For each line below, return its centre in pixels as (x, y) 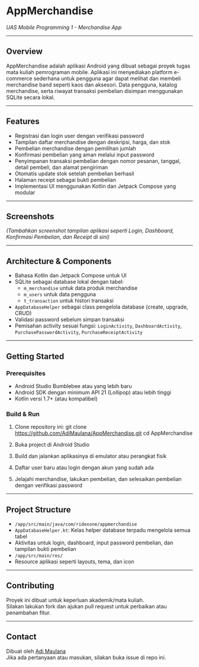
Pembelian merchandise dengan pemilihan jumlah (75, 148)
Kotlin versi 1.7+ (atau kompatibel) (56, 399)
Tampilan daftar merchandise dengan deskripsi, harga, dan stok (92, 142)
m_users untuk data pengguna (60, 294)
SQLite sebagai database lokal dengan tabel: (69, 282)
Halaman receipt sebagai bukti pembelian (65, 179)
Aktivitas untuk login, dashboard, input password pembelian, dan (94, 543)
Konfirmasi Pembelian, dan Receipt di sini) (58, 237)
